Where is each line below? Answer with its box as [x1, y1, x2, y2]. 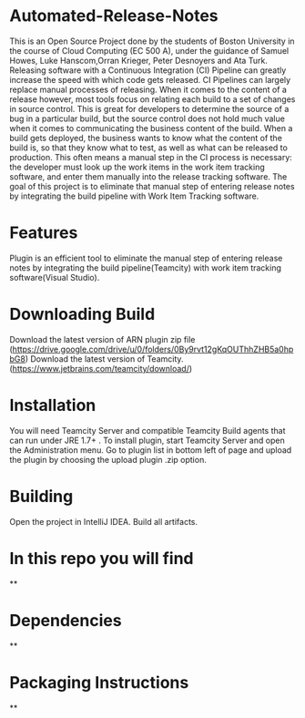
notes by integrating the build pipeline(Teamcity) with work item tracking [9, 262, 282, 273]
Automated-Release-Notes [9, 5, 219, 26]
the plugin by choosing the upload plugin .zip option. [9, 454, 207, 465]
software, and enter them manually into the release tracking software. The [9, 170, 288, 182]
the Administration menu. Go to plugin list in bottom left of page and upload [9, 444, 292, 456]
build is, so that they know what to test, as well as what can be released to [9, 142, 289, 153]
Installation [9, 395, 97, 415]
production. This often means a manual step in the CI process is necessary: [9, 151, 293, 162]
